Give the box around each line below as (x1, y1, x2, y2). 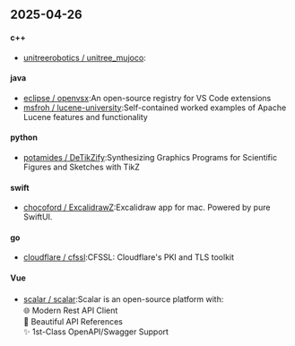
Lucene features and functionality (22, 111, 149, 122)
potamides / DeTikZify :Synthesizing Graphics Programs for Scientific (22, 152, 277, 162)
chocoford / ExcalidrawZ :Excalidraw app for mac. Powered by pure (22, 202, 271, 213)
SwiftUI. (22, 212, 53, 222)
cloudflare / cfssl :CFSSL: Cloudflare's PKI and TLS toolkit (22, 252, 235, 263)
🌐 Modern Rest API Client (22, 305, 118, 316)
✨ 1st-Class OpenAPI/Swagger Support (22, 326, 169, 337)
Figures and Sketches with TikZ (22, 161, 140, 172)
